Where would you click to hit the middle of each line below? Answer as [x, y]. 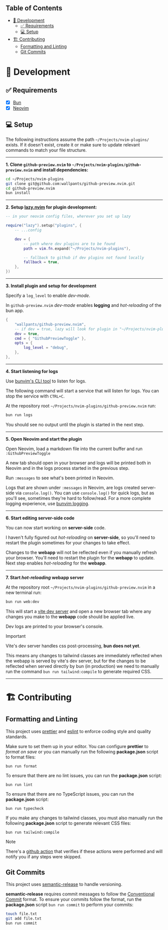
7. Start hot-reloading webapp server [45, 577]
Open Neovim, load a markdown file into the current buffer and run [74, 449]
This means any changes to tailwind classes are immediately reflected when [84, 655]
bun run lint [19, 785]
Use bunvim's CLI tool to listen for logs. [46, 381]
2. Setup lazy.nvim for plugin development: [51, 207]
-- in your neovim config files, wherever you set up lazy [68, 217]
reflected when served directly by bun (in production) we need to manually [83, 666]
